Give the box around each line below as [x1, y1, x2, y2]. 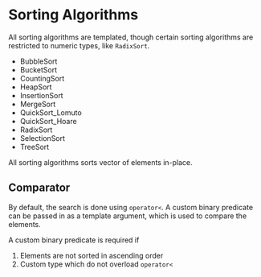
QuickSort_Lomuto [19, 107, 82, 118]
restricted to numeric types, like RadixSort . [8, 40, 150, 50]
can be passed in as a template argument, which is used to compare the [8, 211, 247, 221]
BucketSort [19, 64, 58, 74]
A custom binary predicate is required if [8, 235, 140, 245]
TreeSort [19, 142, 50, 151]
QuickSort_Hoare [19, 116, 78, 126]
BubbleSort [19, 56, 58, 66]
